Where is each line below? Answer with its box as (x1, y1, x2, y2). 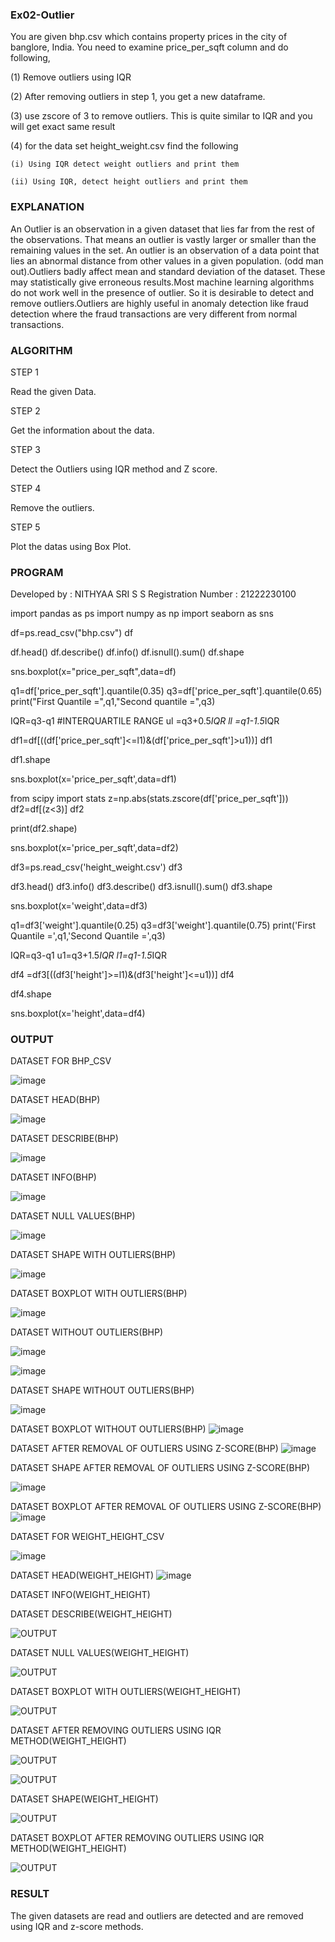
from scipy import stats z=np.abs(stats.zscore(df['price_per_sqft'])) (10, 793, 289, 805)
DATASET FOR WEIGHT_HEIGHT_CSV (10, 1531, 165, 1543)
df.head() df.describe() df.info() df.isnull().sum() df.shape (10, 646, 245, 658)
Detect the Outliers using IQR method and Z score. (10, 463, 218, 475)
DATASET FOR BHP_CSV (10, 1055, 112, 1067)
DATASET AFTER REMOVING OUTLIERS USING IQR (10, 1724, 222, 1737)
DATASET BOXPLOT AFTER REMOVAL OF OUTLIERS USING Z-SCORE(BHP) (10, 1501, 322, 1513)
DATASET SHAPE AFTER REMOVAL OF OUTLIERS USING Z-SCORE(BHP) (10, 1462, 311, 1474)
